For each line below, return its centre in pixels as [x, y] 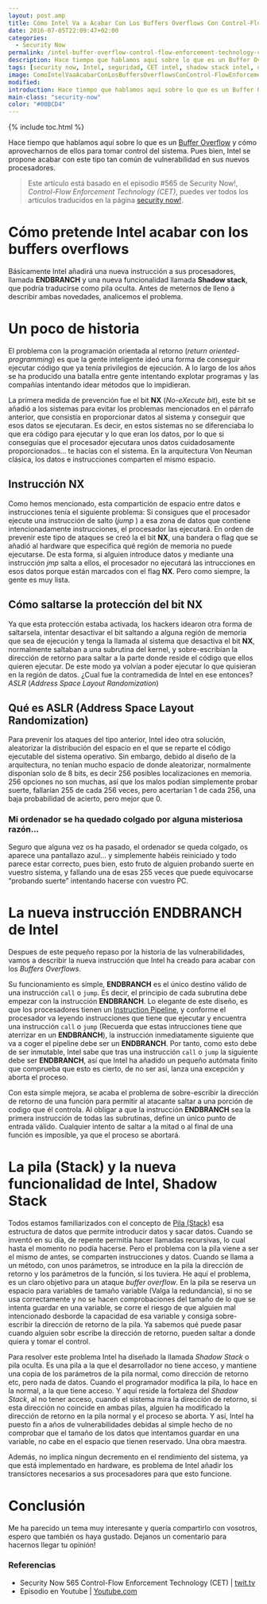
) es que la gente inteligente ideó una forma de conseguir [146, 359]
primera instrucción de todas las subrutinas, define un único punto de [122, 1118]
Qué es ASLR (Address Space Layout [101, 708]
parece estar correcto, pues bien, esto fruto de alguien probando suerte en [131, 864]
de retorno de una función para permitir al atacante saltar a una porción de [131, 1101]
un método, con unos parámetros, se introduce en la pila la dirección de [126, 1265]
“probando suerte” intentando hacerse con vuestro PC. [99, 880]
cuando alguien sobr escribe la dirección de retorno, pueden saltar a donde [132, 1333]
